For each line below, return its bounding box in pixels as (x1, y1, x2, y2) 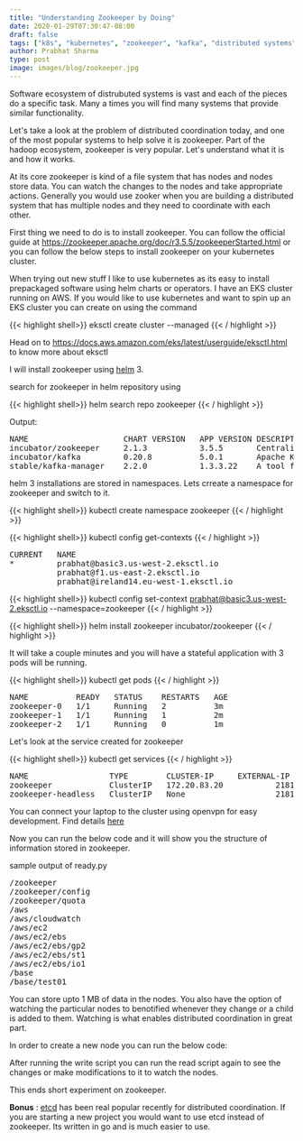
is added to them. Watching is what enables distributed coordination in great (9, 1012, 293, 1024)
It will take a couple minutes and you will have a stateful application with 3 (9, 647, 284, 658)
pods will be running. (9, 657, 87, 667)
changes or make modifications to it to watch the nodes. (9, 1066, 219, 1078)
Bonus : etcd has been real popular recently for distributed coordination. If (9, 1101, 286, 1112)
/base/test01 (9, 976, 68, 987)
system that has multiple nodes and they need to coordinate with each (9, 199, 271, 210)
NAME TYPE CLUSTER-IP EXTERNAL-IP (9, 770, 290, 781)
